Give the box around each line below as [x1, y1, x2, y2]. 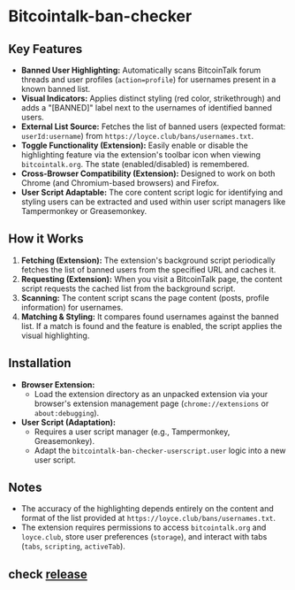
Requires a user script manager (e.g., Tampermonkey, [34, 426, 231, 437]
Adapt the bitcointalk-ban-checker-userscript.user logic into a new [34, 445, 286, 456]
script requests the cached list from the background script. [20, 283, 236, 294]
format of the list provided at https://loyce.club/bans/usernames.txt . [20, 513, 276, 524]
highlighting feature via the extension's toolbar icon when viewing [20, 149, 261, 160]
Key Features [8, 42, 83, 57]
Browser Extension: [20, 379, 95, 390]
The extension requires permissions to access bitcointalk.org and [20, 522, 267, 533]
